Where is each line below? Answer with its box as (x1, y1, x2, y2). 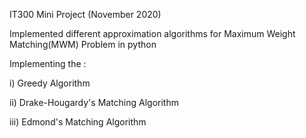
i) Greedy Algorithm (9, 77, 91, 89)
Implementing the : (9, 58, 87, 69)
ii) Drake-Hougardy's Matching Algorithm (9, 97, 179, 108)
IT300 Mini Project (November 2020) (9, 9, 162, 20)
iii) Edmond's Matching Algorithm (9, 116, 147, 128)
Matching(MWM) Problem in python (9, 39, 157, 50)
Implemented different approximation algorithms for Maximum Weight (9, 28, 296, 39)
